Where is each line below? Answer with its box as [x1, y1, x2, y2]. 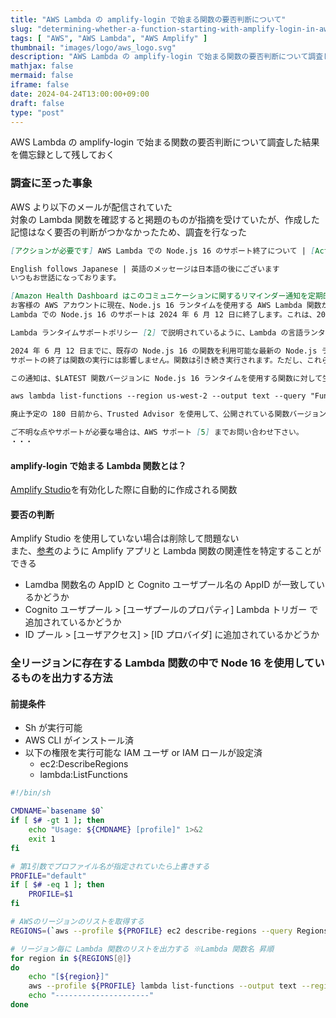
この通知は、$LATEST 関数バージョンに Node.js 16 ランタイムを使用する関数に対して [10, 373, 323, 383]
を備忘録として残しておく [10, 149, 115, 161]
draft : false [10, 98, 65, 108]
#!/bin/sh [10, 788, 52, 798]
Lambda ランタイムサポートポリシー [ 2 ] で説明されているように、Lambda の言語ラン [10, 327, 318, 338]
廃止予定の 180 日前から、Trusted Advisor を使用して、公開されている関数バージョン [10, 409, 327, 420]
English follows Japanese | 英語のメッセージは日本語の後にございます [10, 264, 280, 274]
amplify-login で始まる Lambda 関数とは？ [10, 459, 187, 471]
